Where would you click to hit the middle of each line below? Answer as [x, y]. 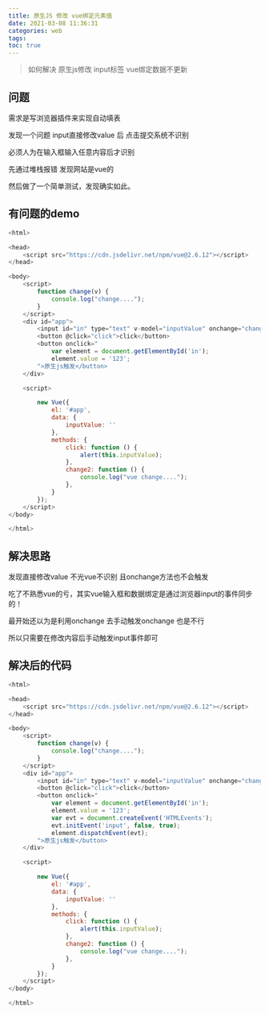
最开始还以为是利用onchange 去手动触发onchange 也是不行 [106, 621]
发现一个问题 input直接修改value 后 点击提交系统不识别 [99, 135]
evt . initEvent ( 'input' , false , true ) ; [116, 825]
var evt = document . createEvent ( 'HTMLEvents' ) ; [132, 818]
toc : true [25, 46]
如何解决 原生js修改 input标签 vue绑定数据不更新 [108, 70]
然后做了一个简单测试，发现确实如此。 [71, 186]
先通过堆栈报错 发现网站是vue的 [61, 168]
